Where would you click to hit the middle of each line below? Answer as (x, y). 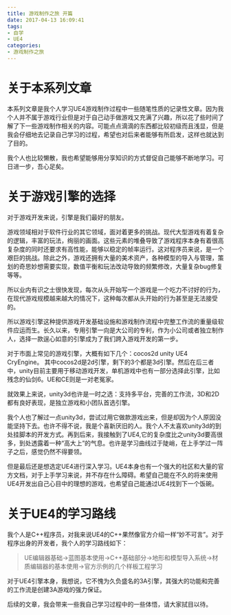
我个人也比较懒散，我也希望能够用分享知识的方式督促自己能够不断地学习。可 (115, 158)
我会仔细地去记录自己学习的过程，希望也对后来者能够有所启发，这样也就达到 (115, 134)
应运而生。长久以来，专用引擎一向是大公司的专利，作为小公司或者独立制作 (118, 330)
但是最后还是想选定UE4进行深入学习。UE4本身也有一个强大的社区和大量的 (112, 466)
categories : (24, 46)
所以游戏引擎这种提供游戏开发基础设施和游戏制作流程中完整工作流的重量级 (112, 321)
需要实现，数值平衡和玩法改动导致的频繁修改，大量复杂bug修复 (133, 266)
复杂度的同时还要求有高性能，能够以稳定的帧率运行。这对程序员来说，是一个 (115, 249)
